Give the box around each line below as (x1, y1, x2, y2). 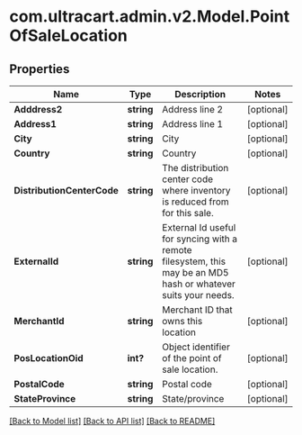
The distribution (161, 162, 229, 174)
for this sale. (161, 207, 214, 219)
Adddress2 (13, 104, 63, 115)
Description (174, 88, 226, 100)
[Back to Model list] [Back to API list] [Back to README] (9, 416, 216, 426)
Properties (9, 61, 70, 77)
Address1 (13, 118, 57, 130)
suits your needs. (161, 289, 235, 301)
